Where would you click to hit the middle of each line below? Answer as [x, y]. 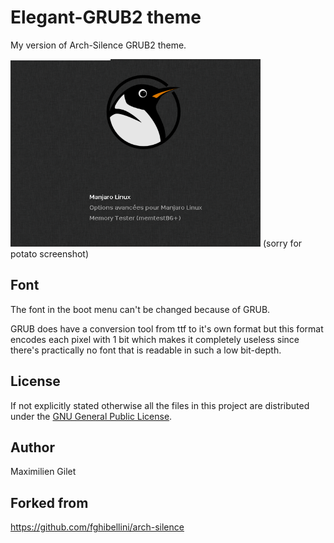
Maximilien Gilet [43, 472]
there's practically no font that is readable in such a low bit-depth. [146, 350]
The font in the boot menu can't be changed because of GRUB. [140, 309]
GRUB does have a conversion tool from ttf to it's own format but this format [167, 328]
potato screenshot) [50, 253]
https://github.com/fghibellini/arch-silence [97, 527]
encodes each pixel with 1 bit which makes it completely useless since [155, 339]
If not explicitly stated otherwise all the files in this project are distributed [160, 405]
